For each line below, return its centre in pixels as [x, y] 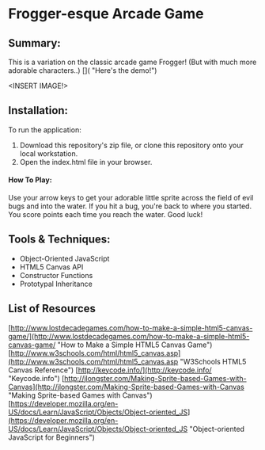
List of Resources [52, 309]
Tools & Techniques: [59, 240]
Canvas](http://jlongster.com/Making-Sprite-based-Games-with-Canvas [127, 387]
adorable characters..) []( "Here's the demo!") [83, 71]
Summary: [34, 43]
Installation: [38, 111]
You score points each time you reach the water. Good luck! [106, 215]
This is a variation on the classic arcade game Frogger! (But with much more [132, 62]
